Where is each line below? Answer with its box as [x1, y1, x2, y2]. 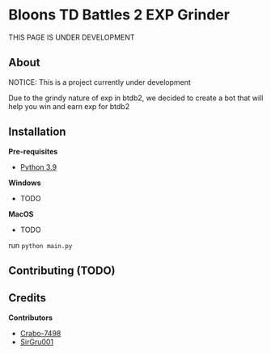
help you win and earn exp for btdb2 [8, 101, 130, 111]
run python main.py [8, 240, 73, 250]
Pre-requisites [8, 146, 58, 156]
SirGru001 [19, 337, 54, 347]
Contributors [8, 313, 53, 322]
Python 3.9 [19, 162, 57, 171]
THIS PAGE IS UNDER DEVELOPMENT [8, 32, 135, 42]
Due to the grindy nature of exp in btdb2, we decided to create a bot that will [8, 93, 264, 103]
